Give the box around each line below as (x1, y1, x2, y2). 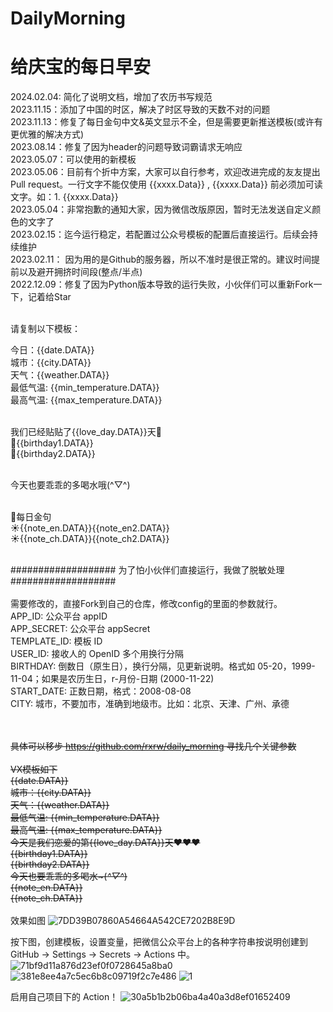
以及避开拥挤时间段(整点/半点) (18, 266, 143, 278)
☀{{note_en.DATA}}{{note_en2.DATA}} (10, 522, 170, 534)
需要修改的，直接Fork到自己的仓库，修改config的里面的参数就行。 (10, 598, 283, 610)
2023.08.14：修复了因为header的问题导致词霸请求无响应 (10, 141, 243, 153)
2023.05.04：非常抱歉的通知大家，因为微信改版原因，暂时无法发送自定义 (10, 203, 313, 216)
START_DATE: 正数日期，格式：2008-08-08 (10, 685, 192, 697)
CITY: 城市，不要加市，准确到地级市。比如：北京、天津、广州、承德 (10, 698, 290, 710)
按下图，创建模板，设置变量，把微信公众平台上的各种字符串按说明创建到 (10, 936, 308, 948)
